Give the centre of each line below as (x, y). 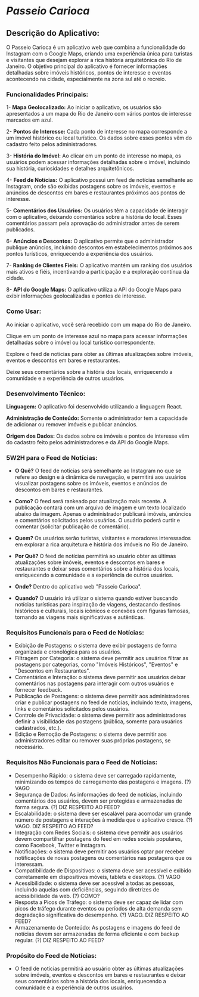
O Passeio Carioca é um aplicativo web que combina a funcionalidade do (96, 47)
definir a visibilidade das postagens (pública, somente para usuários (99, 722)
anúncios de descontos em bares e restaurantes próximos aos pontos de (96, 193)
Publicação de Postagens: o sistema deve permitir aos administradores (102, 696)
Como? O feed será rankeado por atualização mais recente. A (91, 501)
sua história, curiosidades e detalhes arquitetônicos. (70, 169)
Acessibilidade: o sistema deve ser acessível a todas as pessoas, (94, 883)
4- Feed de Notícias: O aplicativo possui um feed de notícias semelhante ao (99, 180)
